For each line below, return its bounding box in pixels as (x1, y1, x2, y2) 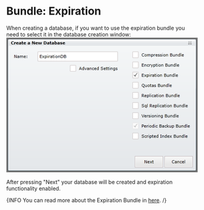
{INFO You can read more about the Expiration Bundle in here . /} (6, 197, 167, 204)
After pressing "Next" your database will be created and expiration (6, 178, 173, 186)
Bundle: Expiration (6, 4, 101, 18)
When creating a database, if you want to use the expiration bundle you (6, 24, 185, 32)
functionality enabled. (6, 185, 61, 192)
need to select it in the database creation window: (6, 30, 132, 38)
